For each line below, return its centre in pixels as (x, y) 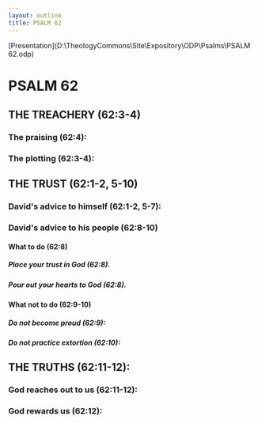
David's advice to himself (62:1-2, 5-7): (85, 206)
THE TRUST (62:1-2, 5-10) (73, 184)
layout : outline (35, 15)
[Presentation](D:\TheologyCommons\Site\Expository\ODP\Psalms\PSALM (129, 45)
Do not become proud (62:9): (57, 323)
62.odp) (21, 54)
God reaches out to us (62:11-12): (73, 390)
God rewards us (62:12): (55, 411)
